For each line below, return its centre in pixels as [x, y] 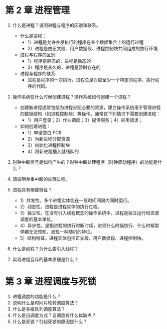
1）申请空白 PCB [44, 132]
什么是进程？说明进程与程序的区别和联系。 [56, 25]
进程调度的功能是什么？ [37, 296]
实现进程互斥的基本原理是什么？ [45, 259]
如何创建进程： [35, 126]
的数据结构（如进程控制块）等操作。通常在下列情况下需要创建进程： [90, 114]
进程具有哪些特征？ [32, 189]
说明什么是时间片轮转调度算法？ [45, 302]
